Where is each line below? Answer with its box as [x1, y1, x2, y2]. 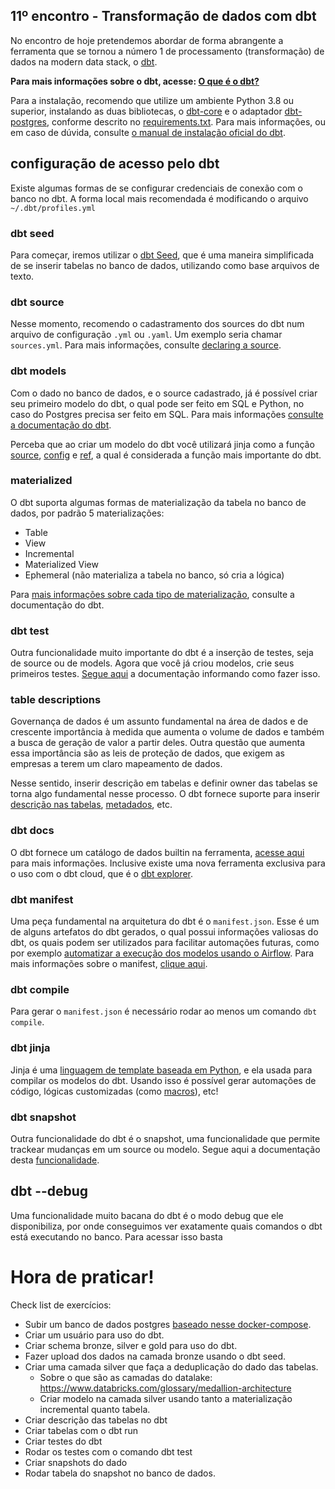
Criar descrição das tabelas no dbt [24, 1414, 168, 1426]
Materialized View [24, 558, 99, 570]
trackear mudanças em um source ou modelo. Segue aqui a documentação [10, 1143, 321, 1155]
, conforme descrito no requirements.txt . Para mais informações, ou [46, 115, 326, 128]
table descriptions [10, 693, 102, 707]
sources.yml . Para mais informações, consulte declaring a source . [10, 339, 282, 351]
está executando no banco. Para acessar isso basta [10, 1230, 223, 1243]
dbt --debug [10, 1183, 89, 1200]
